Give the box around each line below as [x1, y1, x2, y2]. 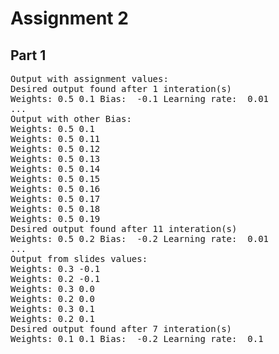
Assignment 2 [10, 7, 129, 30]
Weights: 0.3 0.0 [10, 283, 95, 294]
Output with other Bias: [10, 113, 132, 124]
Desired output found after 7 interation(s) [10, 323, 233, 334]
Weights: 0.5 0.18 [10, 203, 101, 214]
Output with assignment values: [10, 73, 169, 84]
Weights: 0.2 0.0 [10, 293, 95, 304]
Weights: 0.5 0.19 [10, 213, 101, 224]
